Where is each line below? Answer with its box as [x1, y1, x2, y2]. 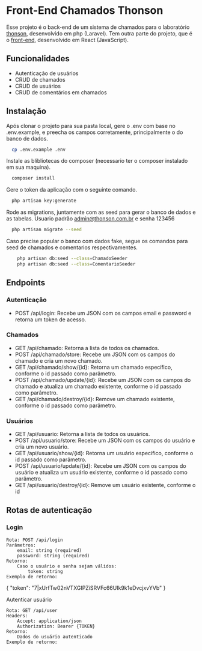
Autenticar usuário [6, 596, 52, 603]
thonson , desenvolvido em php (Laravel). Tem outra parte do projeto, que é [6, 29, 192, 37]
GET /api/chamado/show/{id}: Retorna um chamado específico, [14, 363, 173, 371]
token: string [28, 568, 63, 574]
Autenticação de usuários [14, 70, 79, 77]
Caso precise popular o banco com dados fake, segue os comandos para [6, 238, 188, 245]
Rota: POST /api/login [6, 537, 63, 543]
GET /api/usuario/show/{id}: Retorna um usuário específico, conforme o [14, 450, 194, 457]
